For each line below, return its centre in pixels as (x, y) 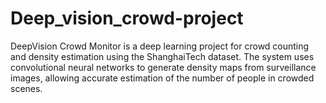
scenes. (26, 88)
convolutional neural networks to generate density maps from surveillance (163, 67)
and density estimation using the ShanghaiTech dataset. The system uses (162, 56)
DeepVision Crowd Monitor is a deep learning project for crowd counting (160, 46)
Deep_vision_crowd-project (127, 18)
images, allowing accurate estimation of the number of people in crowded (162, 78)
